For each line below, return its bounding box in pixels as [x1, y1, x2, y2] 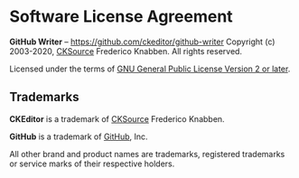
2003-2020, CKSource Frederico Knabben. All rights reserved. [9, 45, 242, 56]
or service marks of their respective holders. [9, 158, 175, 169]
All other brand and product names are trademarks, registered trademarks [9, 148, 285, 159]
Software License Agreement [9, 6, 233, 27]
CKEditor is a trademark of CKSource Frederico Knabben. [9, 113, 225, 124]
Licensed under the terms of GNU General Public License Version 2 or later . [9, 63, 291, 74]
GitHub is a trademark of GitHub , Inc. [9, 131, 148, 142]
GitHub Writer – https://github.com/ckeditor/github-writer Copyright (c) [9, 36, 276, 47]
